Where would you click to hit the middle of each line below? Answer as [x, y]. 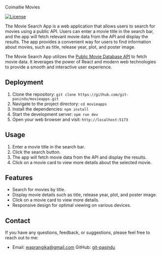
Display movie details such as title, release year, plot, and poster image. [84, 195]
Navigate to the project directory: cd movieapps [59, 104]
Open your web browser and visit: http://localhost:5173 [70, 119]
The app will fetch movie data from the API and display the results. [79, 157]
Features [19, 178]
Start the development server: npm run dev [55, 114]
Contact [18, 221]
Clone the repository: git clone [44, 94]
